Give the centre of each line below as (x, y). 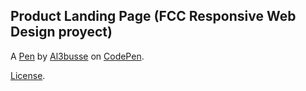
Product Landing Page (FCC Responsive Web (153, 16)
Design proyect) (61, 32)
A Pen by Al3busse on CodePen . (77, 56)
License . (28, 75)
